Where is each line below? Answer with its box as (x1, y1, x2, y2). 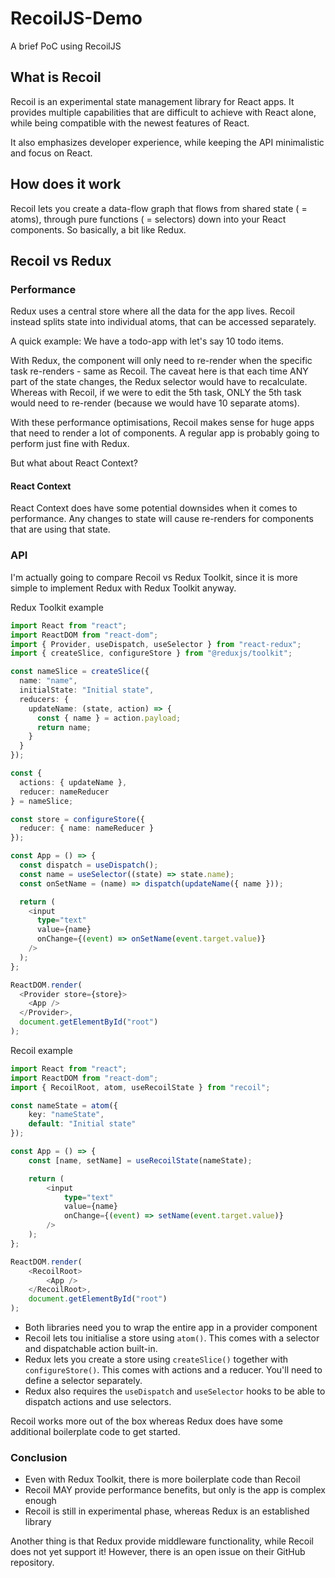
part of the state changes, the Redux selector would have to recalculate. (10, 376, 308, 388)
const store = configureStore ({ (10, 814, 145, 824)
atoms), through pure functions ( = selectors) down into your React (10, 213, 287, 225)
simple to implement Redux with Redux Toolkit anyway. (10, 582, 237, 594)
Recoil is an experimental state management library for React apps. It (10, 95, 295, 107)
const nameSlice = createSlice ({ (10, 667, 150, 677)
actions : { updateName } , (19, 777, 128, 787)
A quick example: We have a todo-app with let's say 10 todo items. (10, 335, 285, 347)
